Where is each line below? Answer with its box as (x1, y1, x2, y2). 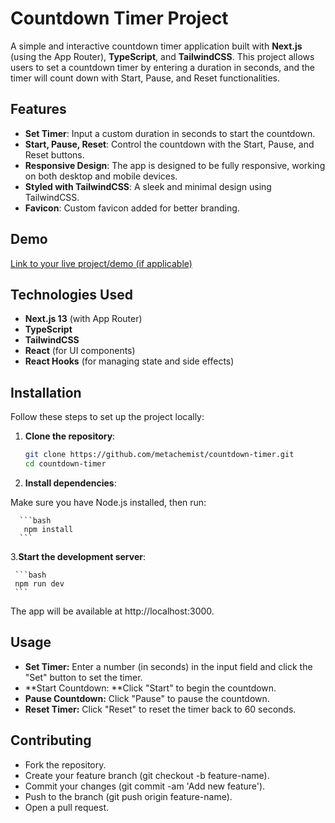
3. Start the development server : (10, 550, 147, 562)
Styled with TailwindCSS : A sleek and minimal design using (24, 180, 272, 192)
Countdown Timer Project (10, 7, 229, 30)
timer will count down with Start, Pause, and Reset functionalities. (10, 72, 281, 84)
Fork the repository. (24, 758, 107, 771)
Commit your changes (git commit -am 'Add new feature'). (24, 780, 266, 792)
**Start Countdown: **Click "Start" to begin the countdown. (24, 682, 277, 694)
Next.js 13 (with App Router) (24, 313, 143, 325)
